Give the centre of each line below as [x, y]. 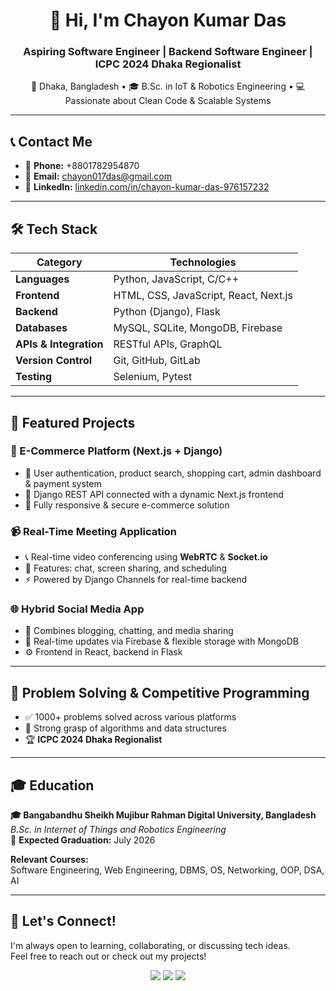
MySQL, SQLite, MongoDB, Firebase [198, 328]
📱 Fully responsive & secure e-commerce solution [127, 505]
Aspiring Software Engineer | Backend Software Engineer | [168, 52]
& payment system [63, 483]
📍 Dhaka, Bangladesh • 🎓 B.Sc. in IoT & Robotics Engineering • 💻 [168, 86]
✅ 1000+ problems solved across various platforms [130, 717]
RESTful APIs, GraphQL [168, 344]
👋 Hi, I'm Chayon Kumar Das [168, 20]
